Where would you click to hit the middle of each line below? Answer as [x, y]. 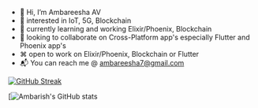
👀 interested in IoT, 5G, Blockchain [75, 20]
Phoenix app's [43, 46]
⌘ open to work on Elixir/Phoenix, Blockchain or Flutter [109, 54]
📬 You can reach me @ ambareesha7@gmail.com [102, 63]
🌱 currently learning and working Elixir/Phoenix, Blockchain [116, 29]
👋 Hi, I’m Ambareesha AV [60, 12]
